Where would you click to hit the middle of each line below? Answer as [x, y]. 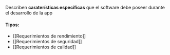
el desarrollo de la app [29, 13]
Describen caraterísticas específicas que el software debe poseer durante [85, 7]
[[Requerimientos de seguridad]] [47, 42]
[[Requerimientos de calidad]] [44, 47]
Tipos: [12, 25]
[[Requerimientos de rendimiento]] [49, 36]
